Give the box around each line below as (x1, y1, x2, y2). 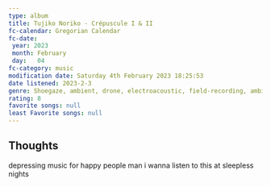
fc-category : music (8, 64, 74, 73)
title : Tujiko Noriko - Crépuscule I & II (8, 19, 153, 27)
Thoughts (8, 139, 59, 153)
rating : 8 (8, 94, 42, 102)
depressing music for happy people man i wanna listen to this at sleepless (8, 160, 254, 170)
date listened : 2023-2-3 (8, 79, 92, 87)
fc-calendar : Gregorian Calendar (8, 27, 121, 35)
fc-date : (8, 34, 38, 43)
